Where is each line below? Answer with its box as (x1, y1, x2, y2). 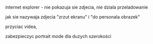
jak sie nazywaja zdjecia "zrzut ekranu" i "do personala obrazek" (5, 14, 140, 19)
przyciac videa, (5, 23, 37, 29)
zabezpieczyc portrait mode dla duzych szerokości (5, 33, 112, 39)
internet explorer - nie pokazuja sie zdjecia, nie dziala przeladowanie (5, 4, 148, 10)
